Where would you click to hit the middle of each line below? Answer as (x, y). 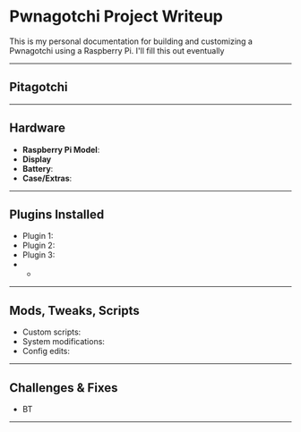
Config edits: (46, 352)
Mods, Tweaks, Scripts (75, 310)
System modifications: (64, 342)
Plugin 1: (38, 236)
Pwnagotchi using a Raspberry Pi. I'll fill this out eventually (117, 50)
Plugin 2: (39, 246)
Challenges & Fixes (64, 388)
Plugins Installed (57, 214)
